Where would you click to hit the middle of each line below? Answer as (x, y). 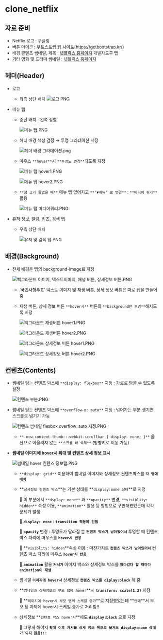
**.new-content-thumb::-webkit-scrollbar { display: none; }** (85, 437)
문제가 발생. (30, 512)
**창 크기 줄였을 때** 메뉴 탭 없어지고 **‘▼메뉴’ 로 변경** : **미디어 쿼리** (88, 192)
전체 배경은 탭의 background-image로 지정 (53, 269)
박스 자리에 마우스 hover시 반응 (57, 554)
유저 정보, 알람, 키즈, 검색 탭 (39, 219)
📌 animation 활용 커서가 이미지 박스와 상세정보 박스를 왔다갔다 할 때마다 (85, 565)
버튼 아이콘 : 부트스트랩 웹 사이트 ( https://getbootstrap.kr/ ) (68, 47)
